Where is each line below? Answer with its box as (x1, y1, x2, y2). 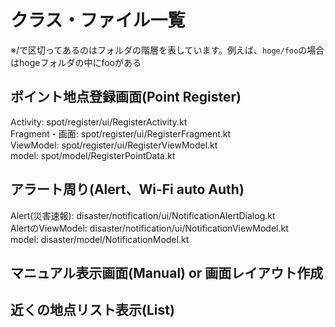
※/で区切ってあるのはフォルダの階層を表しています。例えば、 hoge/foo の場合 (10, 44, 325, 56)
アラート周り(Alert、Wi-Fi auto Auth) (10, 181, 245, 198)
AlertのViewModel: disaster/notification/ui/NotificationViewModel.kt (10, 222, 289, 234)
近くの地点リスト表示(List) (10, 302, 175, 319)
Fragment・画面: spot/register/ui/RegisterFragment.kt (10, 127, 232, 140)
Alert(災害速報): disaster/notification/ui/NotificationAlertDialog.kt (10, 209, 276, 221)
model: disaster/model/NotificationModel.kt (10, 233, 190, 245)
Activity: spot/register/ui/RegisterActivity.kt (10, 116, 188, 128)
